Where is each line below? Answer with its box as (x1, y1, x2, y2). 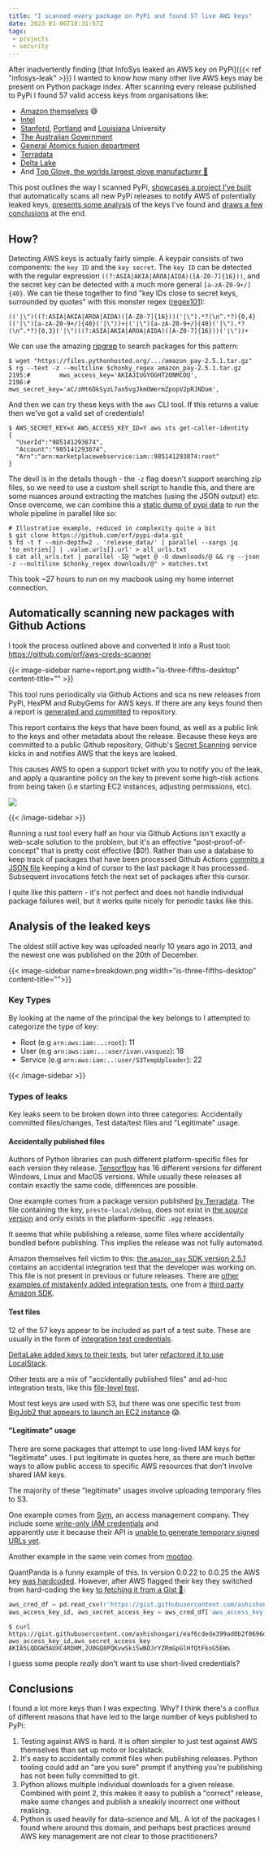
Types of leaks (8, 1091, 67, 1102)
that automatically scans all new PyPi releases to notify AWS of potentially (8, 191, 256, 201)
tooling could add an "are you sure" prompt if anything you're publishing (19, 1763, 262, 1773)
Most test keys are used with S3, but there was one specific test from (8, 1398, 241, 1408)
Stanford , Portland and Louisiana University (19, 124, 167, 133)
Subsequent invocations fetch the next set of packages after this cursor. (8, 872, 250, 881)
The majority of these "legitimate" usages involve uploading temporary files (8, 1485, 262, 1495)
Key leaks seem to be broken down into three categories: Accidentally (8, 1109, 243, 1119)
